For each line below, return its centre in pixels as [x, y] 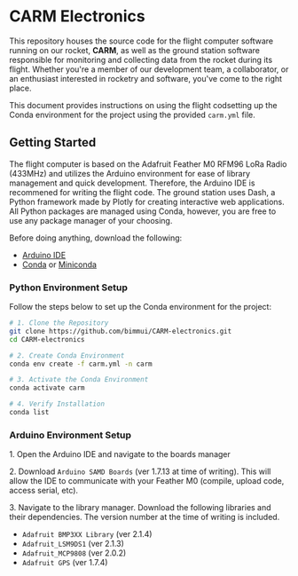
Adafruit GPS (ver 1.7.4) [65, 563]
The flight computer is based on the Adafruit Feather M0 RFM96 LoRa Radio [148, 164]
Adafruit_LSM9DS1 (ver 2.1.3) [73, 544]
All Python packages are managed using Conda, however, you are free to [143, 211]
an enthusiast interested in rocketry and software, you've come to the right [145, 78]
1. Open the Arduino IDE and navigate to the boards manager [120, 454]
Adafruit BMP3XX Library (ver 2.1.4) [87, 534]
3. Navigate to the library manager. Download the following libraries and [141, 508]
